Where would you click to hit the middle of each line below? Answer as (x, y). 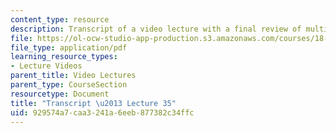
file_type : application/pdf (69, 47)
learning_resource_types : (64, 57)
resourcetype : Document (60, 94)
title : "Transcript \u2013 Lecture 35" (93, 103)
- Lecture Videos (46, 66)
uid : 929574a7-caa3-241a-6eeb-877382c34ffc (102, 112)
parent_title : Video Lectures (73, 76)
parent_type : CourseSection (69, 85)
